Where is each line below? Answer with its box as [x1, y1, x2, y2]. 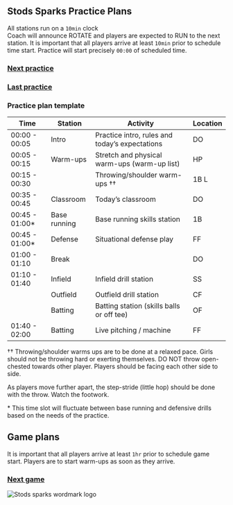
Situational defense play [94, 234, 173, 243]
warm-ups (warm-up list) [94, 159, 180, 169]
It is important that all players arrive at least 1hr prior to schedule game [7, 450, 210, 458]
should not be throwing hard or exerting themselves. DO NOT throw [7, 354, 200, 363]
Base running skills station [94, 214, 180, 224]
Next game [7, 474, 45, 484]
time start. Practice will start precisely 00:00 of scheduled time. [7, 46, 187, 54]
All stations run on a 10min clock [7, 24, 98, 32]
